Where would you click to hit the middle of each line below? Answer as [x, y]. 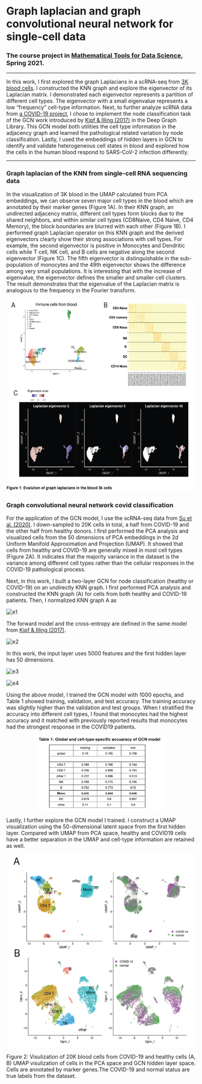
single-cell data [46, 37]
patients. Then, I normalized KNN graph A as [62, 600]
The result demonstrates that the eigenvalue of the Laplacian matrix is [93, 284]
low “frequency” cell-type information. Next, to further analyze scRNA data [99, 107]
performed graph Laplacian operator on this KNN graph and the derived [95, 233]
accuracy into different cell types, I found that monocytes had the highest [97, 714]
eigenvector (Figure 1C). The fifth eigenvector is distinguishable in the [93, 258]
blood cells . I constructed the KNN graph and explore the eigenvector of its [99, 88]
